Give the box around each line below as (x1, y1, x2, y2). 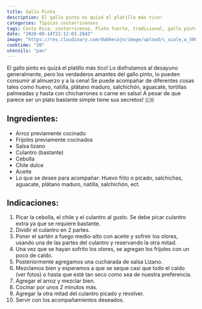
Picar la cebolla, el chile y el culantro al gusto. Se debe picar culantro (15, 214, 186, 221)
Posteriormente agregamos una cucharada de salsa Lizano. (15, 258, 163, 265)
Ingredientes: (7, 114, 59, 124)
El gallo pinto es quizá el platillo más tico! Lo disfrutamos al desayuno (7, 64, 179, 71)
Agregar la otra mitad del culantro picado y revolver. (15, 290, 144, 297)
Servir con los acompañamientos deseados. (15, 296, 125, 304)
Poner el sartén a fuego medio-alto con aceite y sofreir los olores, (15, 233, 179, 240)
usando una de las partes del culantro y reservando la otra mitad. (15, 239, 177, 246)
